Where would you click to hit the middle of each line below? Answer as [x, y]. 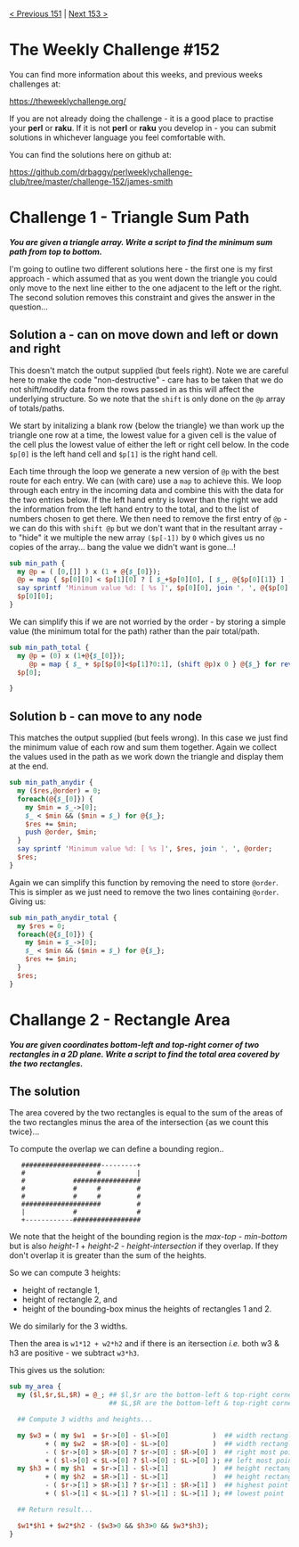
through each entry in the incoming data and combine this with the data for [147, 490]
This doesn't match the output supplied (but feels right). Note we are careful [149, 370]
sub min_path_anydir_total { [63, 918]
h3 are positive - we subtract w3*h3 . [74, 1353]
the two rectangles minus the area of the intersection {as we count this [139, 1123]
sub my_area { [36, 1387]
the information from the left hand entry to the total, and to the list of [134, 509]
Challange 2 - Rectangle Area [120, 1020]
